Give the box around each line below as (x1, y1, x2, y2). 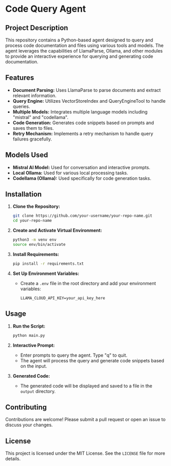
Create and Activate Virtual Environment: (12, 227, 102, 234)
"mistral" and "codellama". (12, 114, 69, 120)
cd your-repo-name (12, 218, 52, 223)
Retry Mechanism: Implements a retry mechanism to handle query (12, 130, 154, 136)
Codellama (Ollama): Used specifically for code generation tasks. (12, 175, 152, 181)
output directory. (20, 388, 56, 394)
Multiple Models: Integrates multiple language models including (12, 108, 148, 115)
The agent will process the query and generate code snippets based (20, 357, 164, 363)
